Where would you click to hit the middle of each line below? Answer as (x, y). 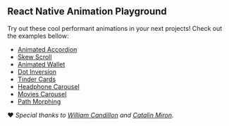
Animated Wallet (41, 64)
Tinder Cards (37, 79)
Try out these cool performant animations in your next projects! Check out (115, 28)
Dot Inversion (37, 71)
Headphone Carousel (48, 86)
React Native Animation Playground (87, 12)
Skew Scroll (35, 57)
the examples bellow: (38, 36)
